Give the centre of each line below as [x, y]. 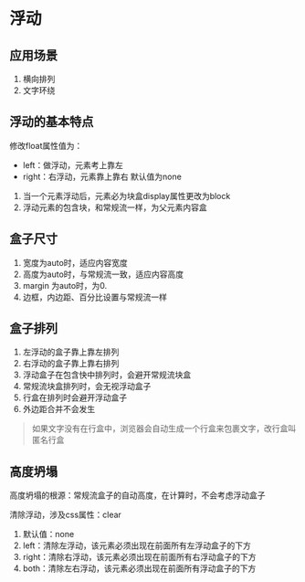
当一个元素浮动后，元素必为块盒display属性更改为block [126, 196]
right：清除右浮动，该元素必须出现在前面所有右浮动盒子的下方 [140, 557]
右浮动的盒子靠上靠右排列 [71, 364]
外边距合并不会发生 [59, 409]
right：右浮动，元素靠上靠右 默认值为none [102, 176]
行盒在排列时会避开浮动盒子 [75, 397]
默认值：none [48, 534]
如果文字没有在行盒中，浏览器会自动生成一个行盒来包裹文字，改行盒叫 [164, 429]
